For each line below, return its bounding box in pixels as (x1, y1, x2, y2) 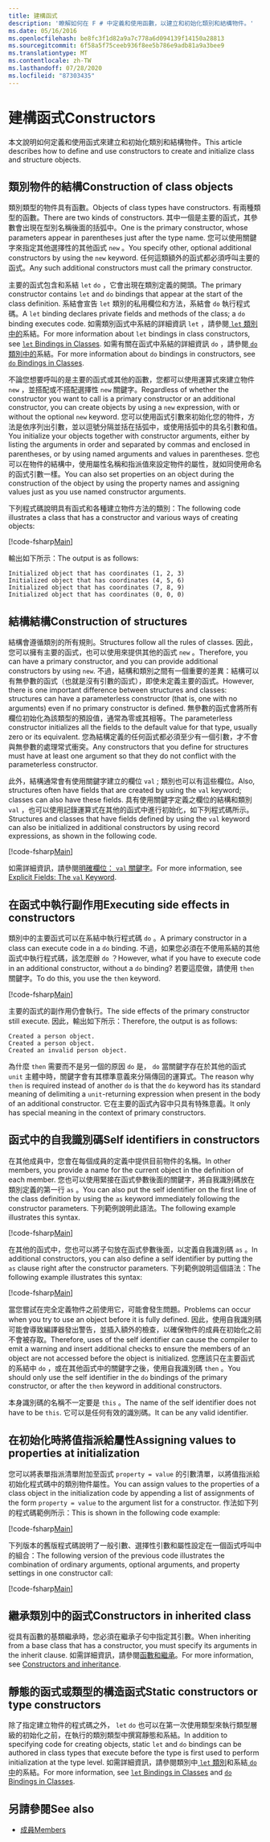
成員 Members (19, 1825, 67, 1835)
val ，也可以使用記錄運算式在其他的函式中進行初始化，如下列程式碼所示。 (8, 805, 254, 815)
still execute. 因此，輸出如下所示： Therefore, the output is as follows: (8, 1016, 238, 1026)
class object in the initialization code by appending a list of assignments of (8, 1488, 255, 1497)
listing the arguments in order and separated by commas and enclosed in (8, 440, 251, 449)
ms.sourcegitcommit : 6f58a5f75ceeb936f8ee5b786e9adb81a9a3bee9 (8, 42, 225, 50)
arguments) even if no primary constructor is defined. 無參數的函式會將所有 (8, 704, 259, 713)
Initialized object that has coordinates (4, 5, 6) (8, 576, 185, 584)
